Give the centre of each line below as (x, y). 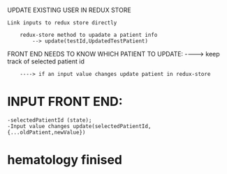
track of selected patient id (46, 61)
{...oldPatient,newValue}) (46, 132)
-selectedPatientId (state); (50, 120)
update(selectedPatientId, (112, 126)
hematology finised (65, 160)
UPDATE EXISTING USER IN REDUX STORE (69, 10)
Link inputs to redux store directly (62, 23)
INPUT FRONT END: (65, 102)
